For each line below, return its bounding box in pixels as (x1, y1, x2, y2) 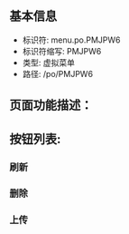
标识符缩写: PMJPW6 (22, 45, 102, 56)
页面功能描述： (9, 98, 93, 113)
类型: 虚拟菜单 (22, 57, 75, 68)
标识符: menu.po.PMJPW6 (22, 34, 121, 45)
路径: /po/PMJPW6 (22, 68, 93, 79)
